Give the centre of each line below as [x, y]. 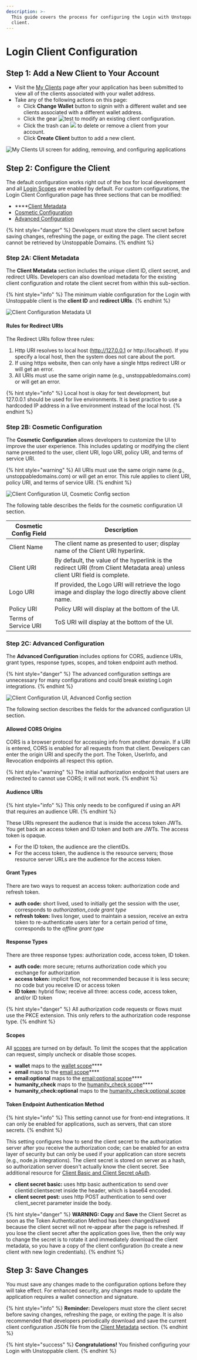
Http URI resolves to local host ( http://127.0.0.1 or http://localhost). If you [101, 350]
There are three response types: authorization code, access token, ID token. [98, 955]
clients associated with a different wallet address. [83, 112]
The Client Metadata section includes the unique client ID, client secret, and [98, 271]
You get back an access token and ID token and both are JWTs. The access [97, 829]
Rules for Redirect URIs [35, 326]
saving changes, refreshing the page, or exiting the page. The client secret [96, 237]
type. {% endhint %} [31, 1021]
